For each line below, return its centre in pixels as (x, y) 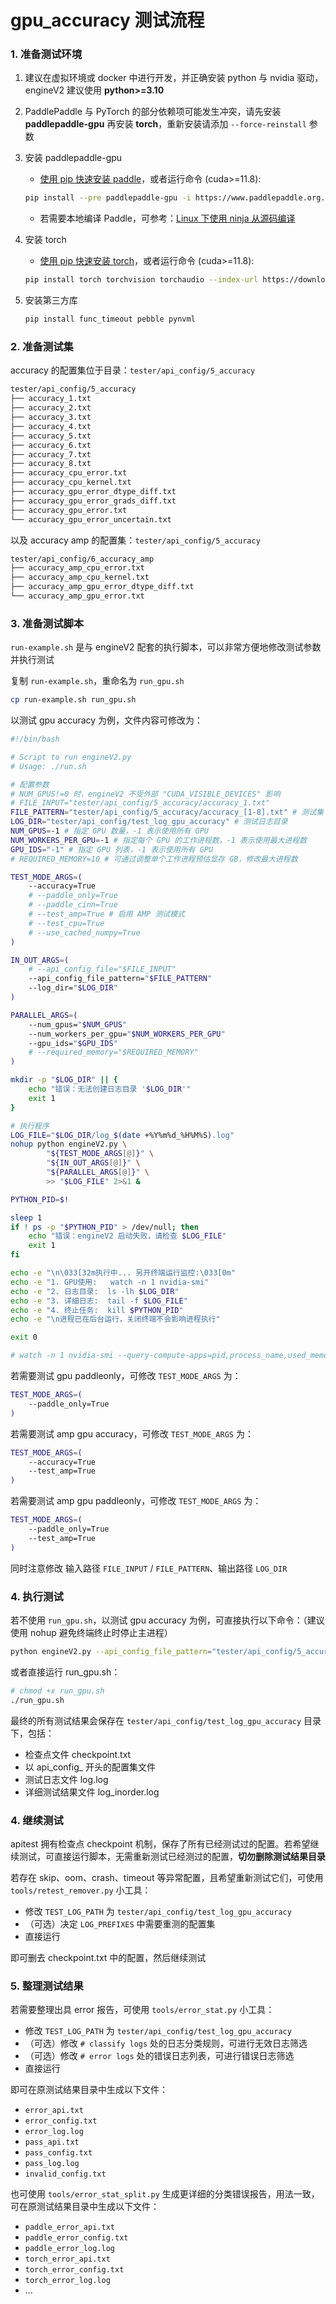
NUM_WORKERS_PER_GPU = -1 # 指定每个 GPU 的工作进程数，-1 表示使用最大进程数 (159, 840)
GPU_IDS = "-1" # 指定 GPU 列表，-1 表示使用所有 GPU (112, 849)
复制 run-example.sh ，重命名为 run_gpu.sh (97, 681)
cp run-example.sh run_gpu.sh (73, 700)
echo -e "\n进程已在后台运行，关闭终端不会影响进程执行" (115, 1319)
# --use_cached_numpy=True (84, 932)
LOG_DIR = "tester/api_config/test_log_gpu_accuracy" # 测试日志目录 (149, 822)
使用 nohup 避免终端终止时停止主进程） (91, 1632)
